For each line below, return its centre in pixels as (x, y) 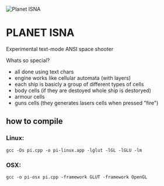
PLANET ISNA (40, 33)
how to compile (34, 121)
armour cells (29, 96)
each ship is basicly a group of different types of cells (79, 84)
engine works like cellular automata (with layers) (73, 78)
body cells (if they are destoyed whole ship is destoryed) (83, 90)
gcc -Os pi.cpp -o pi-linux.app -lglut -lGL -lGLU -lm (74, 150)
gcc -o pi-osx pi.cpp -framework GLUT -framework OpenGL (77, 177)
